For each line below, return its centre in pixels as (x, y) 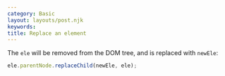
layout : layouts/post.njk (45, 20)
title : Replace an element (47, 33)
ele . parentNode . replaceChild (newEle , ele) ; (72, 66)
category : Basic (31, 14)
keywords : (22, 26)
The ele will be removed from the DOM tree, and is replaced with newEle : (113, 53)
